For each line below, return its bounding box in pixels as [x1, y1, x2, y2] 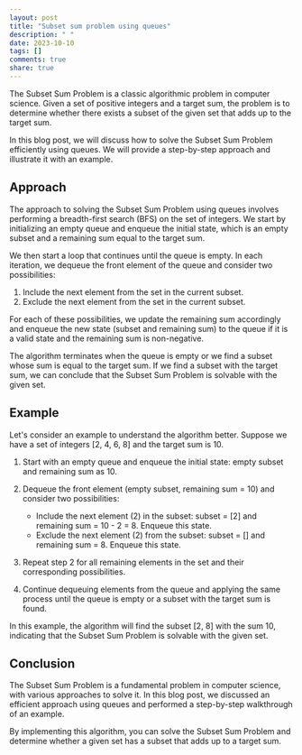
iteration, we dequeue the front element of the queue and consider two [9, 259, 273, 271]
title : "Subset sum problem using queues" [9, 22, 171, 31]
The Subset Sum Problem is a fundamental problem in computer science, [9, 680, 281, 691]
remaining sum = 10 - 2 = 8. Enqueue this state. [35, 520, 212, 530]
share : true [9, 64, 54, 73]
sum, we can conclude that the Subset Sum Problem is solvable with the [9, 369, 278, 380]
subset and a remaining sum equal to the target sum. [9, 232, 206, 244]
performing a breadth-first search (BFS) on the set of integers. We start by [9, 213, 287, 224]
